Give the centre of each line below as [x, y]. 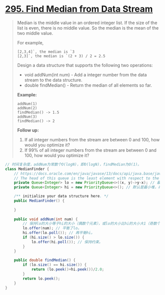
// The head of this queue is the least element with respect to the [87, 178]
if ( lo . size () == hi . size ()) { [55, 265]
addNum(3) [27, 117]
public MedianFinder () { [39, 201]
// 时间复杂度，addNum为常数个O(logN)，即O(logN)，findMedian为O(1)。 [73, 164]
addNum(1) [27, 104]
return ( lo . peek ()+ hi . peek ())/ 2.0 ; [68, 269]
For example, [30, 42]
